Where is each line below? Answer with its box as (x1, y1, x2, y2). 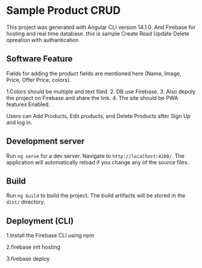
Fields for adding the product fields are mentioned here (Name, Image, (6, 70, 182, 77)
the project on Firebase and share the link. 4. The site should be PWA (6, 94, 178, 101)
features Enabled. (6, 101, 50, 108)
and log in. (6, 119, 33, 126)
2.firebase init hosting (6, 243, 60, 251)
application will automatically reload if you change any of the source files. (6, 158, 189, 166)
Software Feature (6, 54, 73, 64)
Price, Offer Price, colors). (6, 76, 71, 83)
